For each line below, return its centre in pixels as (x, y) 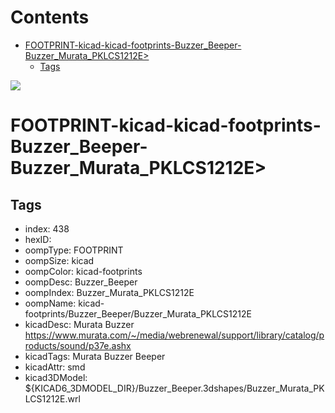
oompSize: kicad (59, 260)
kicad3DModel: (56, 377)
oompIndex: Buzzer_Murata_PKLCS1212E (109, 292)
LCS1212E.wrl (52, 398)
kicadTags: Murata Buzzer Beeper (95, 356)
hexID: (38, 239)
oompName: (50, 303)
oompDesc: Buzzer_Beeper (81, 282)
